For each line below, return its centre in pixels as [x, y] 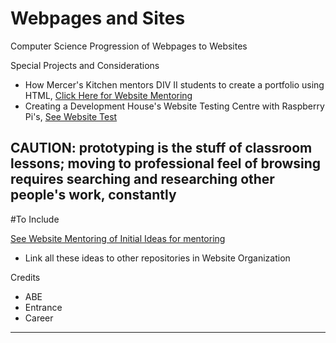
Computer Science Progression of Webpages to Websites [129, 46]
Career [39, 318]
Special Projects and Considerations [85, 65]
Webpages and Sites [98, 18]
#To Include [35, 219]
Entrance [43, 307]
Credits [25, 277]
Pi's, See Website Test [71, 116]
